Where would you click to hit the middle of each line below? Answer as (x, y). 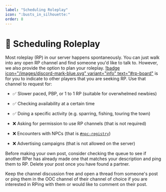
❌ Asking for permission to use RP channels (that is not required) (79, 124)
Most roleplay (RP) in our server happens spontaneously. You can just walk (82, 57)
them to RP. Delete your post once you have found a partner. (67, 164)
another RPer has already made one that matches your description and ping (83, 159)
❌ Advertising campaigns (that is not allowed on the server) (74, 144)
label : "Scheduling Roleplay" (37, 10)
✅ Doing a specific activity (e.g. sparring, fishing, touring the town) (81, 114)
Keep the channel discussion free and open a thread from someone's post (82, 174)
